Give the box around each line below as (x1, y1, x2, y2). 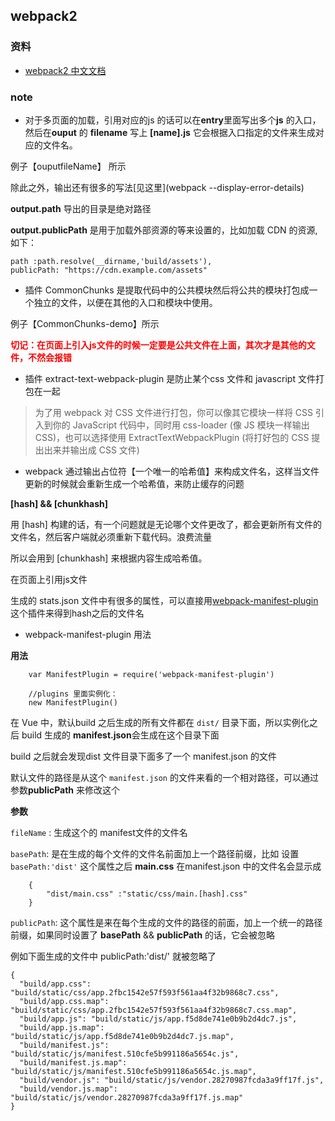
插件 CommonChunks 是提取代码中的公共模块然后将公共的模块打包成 (24, 284, 310, 296)
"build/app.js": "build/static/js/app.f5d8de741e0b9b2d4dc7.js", (19, 1014, 298, 1024)
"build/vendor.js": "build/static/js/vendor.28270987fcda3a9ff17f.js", (19, 1075, 325, 1085)
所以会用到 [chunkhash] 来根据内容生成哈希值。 (10, 552, 208, 564)
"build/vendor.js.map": (19, 1084, 118, 1094)
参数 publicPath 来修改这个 (10, 784, 121, 796)
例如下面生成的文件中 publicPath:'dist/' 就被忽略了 (10, 950, 217, 962)
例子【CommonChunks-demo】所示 (10, 317, 160, 329)
